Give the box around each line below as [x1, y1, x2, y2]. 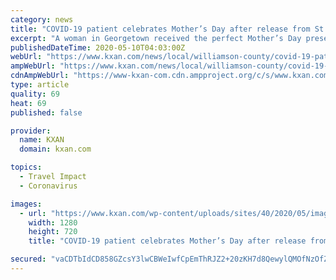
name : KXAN [19, 135, 65, 145]
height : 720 [28, 227, 78, 237]
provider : [10, 126, 52, 136]
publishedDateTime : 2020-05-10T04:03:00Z [10, 42, 186, 53]
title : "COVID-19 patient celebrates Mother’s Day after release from [10, 24, 311, 34]
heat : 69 [10, 98, 47, 108]
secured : [10, 254, 47, 265]
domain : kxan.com [19, 144, 92, 155]
